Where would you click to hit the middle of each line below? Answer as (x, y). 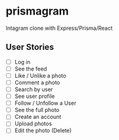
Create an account (38, 117)
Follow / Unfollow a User (45, 103)
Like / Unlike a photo (40, 75)
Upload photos (33, 124)
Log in (23, 61)
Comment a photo (37, 82)
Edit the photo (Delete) (43, 131)
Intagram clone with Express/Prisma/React (59, 28)
